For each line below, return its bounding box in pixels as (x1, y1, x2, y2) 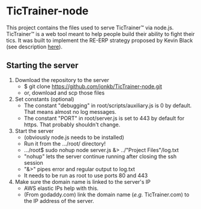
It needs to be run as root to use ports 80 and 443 (23, 172, 148, 179)
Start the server (14, 127, 54, 134)
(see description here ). (6, 43, 63, 50)
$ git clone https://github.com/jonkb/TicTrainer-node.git (23, 83, 163, 90)
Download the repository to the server (14, 76, 109, 83)
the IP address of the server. (23, 197, 94, 204)
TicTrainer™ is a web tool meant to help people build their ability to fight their (6, 30, 195, 37)
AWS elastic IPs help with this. (23, 184, 99, 192)
